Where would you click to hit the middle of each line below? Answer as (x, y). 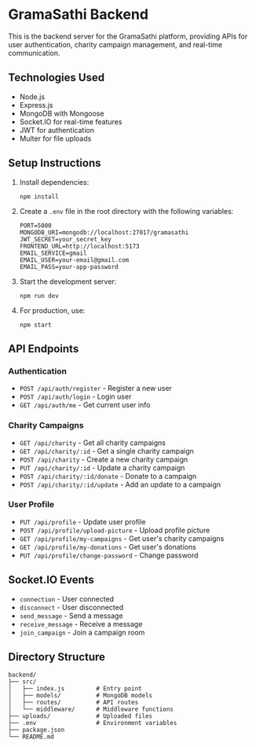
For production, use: (52, 310)
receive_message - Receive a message (81, 624)
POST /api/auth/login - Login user (75, 397)
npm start (36, 325)
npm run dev (39, 296)
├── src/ (22, 682)
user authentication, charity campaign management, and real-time (115, 44)
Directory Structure (57, 657)
